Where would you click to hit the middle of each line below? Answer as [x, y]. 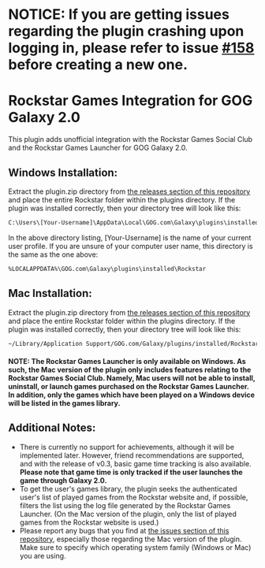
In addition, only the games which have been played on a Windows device [131, 395]
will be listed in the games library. [64, 403]
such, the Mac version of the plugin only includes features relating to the [130, 369]
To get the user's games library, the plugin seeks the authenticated [128, 488]
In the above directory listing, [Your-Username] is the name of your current [130, 237]
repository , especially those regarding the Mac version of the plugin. [131, 539]
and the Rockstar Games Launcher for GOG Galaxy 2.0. [98, 148]
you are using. [43, 555]
